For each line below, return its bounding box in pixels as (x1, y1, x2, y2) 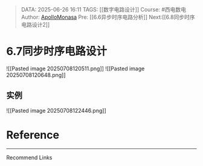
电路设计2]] (21, 21, 50, 28)
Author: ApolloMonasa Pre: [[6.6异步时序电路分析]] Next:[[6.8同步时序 (21, 13, 195, 21)
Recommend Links (6, 154, 53, 161)
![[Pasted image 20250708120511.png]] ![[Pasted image (6, 65, 145, 72)
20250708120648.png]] (6, 71, 66, 78)
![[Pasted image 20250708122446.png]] (6, 107, 107, 114)
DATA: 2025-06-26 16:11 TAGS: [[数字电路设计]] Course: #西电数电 (21, 6, 186, 13)
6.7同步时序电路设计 (6, 45, 108, 58)
